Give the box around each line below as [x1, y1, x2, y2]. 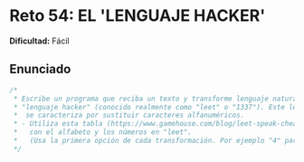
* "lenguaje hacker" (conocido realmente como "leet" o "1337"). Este [13, 102, 285, 111]
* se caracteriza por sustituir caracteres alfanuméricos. [13, 110, 245, 120]
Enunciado [9, 62, 71, 77]
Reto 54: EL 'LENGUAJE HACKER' [9, 5, 266, 26]
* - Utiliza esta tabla [13, 119, 103, 129]
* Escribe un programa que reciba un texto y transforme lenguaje [13, 94, 270, 103]
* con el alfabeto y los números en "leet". [13, 128, 193, 137]
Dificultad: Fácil [9, 35, 70, 46]
